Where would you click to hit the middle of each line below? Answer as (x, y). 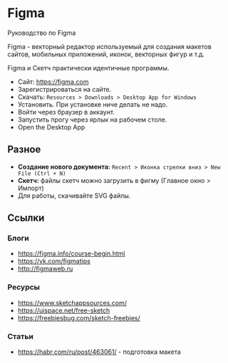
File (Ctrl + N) (42, 173)
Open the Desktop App (51, 127)
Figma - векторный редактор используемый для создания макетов (109, 46)
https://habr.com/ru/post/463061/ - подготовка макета (99, 352)
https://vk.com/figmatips (54, 261)
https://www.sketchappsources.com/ (72, 302)
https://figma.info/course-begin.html (71, 253)
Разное (24, 150)
